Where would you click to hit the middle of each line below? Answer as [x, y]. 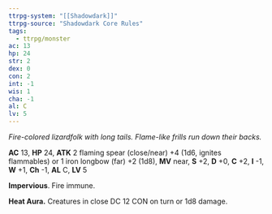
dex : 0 [19, 69]
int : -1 [22, 83]
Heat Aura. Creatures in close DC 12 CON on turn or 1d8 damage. [118, 201]
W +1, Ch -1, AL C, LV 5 [48, 170]
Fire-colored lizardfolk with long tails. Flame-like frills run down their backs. [135, 137]
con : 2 [19, 76]
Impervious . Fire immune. [52, 186]
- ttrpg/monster [43, 39]
